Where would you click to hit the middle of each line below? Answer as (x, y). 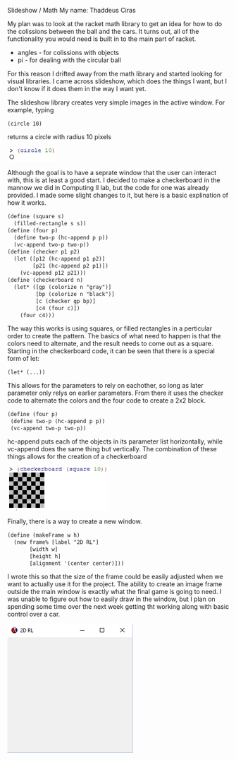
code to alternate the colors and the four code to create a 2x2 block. (107, 400)
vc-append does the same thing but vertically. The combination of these (112, 449)
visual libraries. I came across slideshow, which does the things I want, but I (117, 81)
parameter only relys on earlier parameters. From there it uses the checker (116, 393)
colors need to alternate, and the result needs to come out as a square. (110, 343)
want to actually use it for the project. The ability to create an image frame (115, 584)
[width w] (44, 550)
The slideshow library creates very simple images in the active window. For (116, 102)
